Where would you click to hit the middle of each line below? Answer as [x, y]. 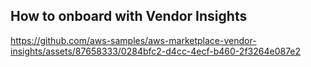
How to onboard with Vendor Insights [129, 16]
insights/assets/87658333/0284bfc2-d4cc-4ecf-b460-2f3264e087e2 [156, 51]
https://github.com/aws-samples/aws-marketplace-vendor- [133, 40]
